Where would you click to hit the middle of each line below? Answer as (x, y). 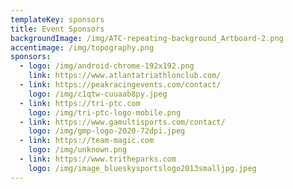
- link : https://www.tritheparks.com (98, 159)
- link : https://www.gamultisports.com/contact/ (122, 122)
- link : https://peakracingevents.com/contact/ (120, 85)
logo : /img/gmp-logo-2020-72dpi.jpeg (107, 131)
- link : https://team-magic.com (87, 141)
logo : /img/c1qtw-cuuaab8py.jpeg (98, 94)
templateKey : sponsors (57, 19)
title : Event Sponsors (57, 29)
